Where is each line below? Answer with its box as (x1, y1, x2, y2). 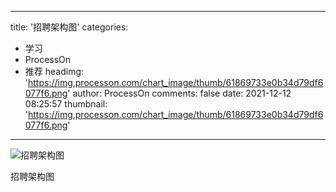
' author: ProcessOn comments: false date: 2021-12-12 (67, 87, 292, 99)
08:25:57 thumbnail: (24, 98, 108, 110)
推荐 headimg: (24, 66, 85, 77)
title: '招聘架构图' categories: (10, 21, 129, 33)
